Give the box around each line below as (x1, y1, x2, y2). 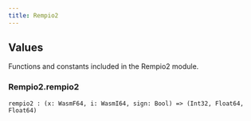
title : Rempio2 (8, 11, 59, 20)
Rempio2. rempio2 (8, 81, 80, 93)
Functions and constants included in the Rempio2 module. (8, 62, 199, 71)
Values (8, 41, 44, 55)
